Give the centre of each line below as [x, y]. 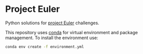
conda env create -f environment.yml [45, 47]
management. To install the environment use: [52, 38]
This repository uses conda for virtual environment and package [71, 32]
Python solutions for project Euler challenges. [52, 23]
